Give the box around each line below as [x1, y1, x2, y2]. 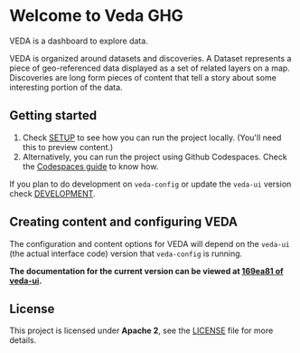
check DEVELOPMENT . [9, 187, 97, 199]
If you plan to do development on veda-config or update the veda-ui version [9, 178, 292, 189]
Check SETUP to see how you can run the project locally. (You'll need [22, 132, 282, 143]
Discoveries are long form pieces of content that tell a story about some [9, 72, 277, 82]
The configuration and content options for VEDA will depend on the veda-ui [9, 238, 291, 249]
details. [9, 335, 37, 346]
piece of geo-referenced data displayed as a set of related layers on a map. [9, 62, 291, 73]
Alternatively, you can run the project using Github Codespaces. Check [22, 151, 287, 162]
